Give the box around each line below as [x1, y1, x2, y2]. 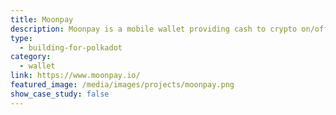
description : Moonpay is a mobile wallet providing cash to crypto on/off [10, 24, 329, 34]
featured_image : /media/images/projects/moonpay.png [10, 80, 235, 90]
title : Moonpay [10, 14, 74, 25]
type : [10, 33, 33, 43]
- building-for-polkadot [19, 42, 123, 53]
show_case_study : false [10, 89, 110, 99]
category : [10, 52, 52, 62]
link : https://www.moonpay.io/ [10, 71, 141, 81]
